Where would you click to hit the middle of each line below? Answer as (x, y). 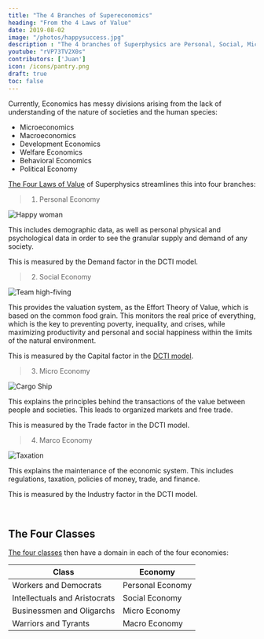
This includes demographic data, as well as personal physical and (115, 229)
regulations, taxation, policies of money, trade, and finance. (104, 479)
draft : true (27, 74)
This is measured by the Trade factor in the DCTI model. (99, 425)
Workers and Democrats (57, 586)
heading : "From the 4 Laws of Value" (70, 23)
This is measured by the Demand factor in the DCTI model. (103, 261)
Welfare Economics (51, 152)
